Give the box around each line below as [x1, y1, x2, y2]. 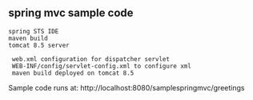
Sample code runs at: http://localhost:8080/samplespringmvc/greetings [8, 83, 245, 92]
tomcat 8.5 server [8, 41, 70, 49]
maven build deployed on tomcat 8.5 [11, 69, 135, 77]
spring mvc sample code [8, 6, 134, 20]
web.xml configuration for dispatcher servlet [11, 55, 171, 63]
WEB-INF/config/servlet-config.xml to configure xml [11, 62, 192, 70]
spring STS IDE [8, 27, 59, 35]
